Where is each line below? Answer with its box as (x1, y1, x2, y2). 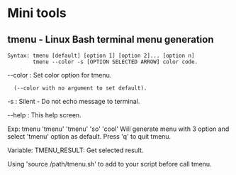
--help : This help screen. (7, 111, 82, 119)
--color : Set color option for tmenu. (7, 71, 112, 79)
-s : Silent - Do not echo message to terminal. (7, 97, 140, 105)
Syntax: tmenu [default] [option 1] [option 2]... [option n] (7, 52, 195, 59)
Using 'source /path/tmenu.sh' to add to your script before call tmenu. (7, 160, 212, 168)
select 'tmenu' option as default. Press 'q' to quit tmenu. (7, 132, 172, 140)
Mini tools (7, 5, 67, 21)
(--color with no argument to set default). (13, 85, 147, 92)
